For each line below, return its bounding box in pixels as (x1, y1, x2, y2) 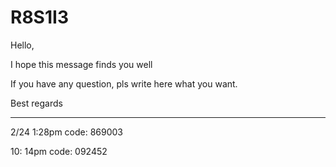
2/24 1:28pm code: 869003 (10, 126, 124, 138)
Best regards (10, 97, 63, 109)
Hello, (10, 39, 35, 51)
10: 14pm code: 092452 (10, 145, 108, 157)
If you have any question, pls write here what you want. (10, 77, 238, 90)
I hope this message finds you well (10, 58, 153, 70)
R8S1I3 (10, 6, 69, 29)
